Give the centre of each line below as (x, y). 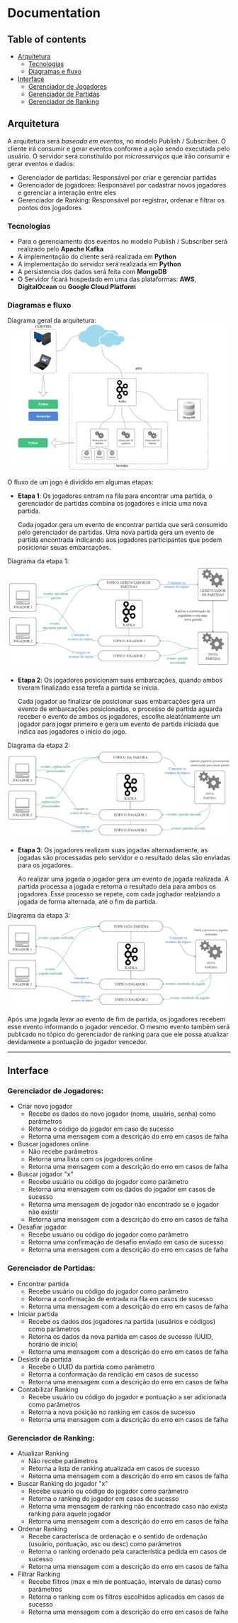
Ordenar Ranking (42, 1529)
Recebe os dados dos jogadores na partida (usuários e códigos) (122, 1321)
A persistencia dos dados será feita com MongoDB (92, 272)
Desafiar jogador (42, 1227)
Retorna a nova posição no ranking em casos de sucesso (112, 1412)
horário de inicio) (53, 1344)
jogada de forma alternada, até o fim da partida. (87, 901)
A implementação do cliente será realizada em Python (97, 256)
